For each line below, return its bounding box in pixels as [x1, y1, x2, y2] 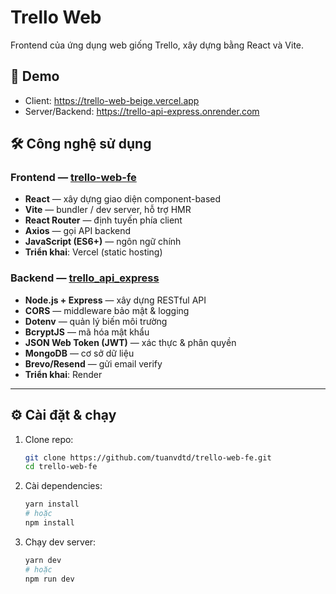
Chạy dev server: [24, 536, 97, 548]
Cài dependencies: [24, 480, 103, 492]
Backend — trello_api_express [10, 271, 160, 285]
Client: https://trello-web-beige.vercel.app [24, 94, 200, 106]
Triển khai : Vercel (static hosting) [24, 246, 163, 258]
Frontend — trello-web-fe [10, 171, 137, 185]
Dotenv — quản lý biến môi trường [24, 315, 168, 327]
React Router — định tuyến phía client [24, 214, 183, 226]
